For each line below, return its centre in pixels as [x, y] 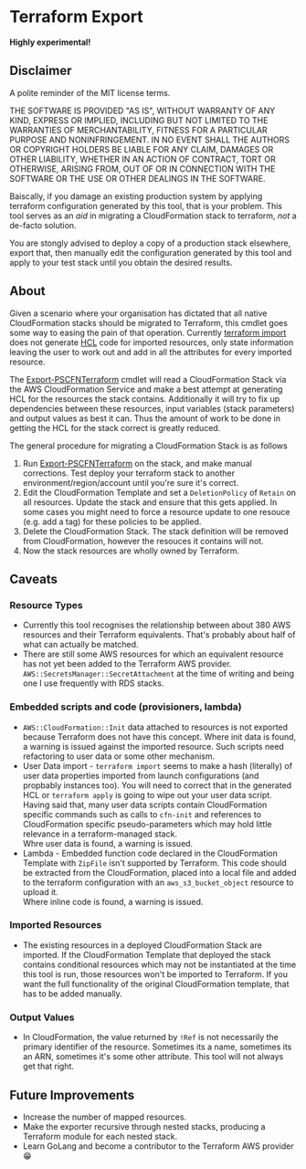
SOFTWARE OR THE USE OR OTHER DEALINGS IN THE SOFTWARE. [137, 178]
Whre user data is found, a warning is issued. [108, 843]
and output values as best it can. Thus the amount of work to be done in [145, 418]
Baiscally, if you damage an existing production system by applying [136, 196]
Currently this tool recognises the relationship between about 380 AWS [157, 625]
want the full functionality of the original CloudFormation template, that [156, 984]
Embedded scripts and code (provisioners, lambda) [126, 707]
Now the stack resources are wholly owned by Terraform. [131, 551]
